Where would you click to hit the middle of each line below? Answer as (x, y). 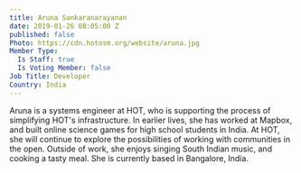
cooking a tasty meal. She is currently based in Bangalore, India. (129, 158)
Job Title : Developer (50, 77)
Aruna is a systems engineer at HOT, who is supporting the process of (140, 110)
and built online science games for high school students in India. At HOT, (145, 129)
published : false (42, 34)
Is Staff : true (46, 59)
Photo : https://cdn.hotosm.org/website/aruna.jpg (105, 43)
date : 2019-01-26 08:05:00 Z (64, 26)
